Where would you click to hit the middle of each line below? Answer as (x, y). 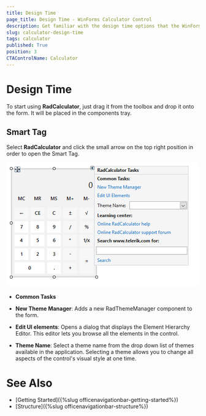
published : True (27, 45)
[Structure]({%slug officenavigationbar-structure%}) (82, 406)
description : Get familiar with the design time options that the (93, 26)
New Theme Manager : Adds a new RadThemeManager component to (104, 308)
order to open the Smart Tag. (43, 153)
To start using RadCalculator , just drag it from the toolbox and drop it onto (100, 106)
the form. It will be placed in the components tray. (69, 113)
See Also (29, 383)
